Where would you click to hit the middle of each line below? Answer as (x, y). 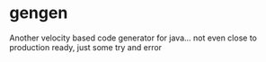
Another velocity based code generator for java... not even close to (133, 38)
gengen (39, 13)
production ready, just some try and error (86, 47)
